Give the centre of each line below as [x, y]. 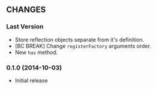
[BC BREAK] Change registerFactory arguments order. [83, 46]
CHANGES [26, 10]
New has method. [36, 52]
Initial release [31, 80]
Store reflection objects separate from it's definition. [79, 39]
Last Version [25, 27]
